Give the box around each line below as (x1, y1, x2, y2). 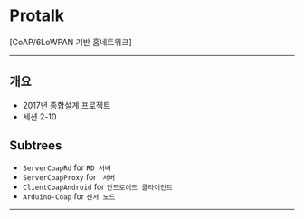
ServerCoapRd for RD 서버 (22, 162, 111, 173)
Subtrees (9, 138, 62, 154)
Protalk (9, 5, 65, 26)
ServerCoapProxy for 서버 (22, 171, 116, 182)
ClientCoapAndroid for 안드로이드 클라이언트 (22, 181, 174, 192)
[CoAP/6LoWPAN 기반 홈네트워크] (9, 36, 133, 47)
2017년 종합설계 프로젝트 (22, 100, 111, 110)
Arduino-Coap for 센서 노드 (22, 191, 116, 202)
